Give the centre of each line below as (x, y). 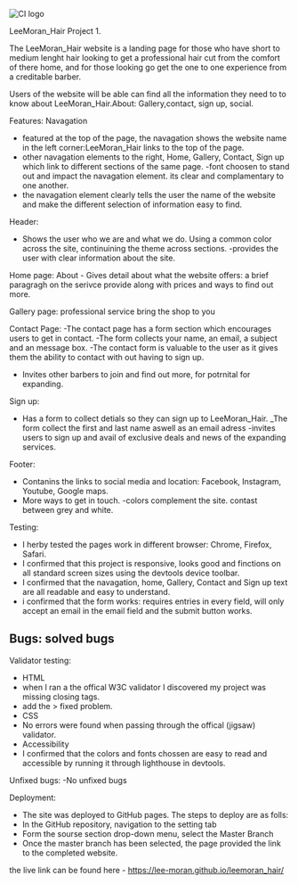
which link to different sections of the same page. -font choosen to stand (156, 166)
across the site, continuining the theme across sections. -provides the (150, 248)
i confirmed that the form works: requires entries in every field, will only (153, 601)
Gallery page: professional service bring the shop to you (112, 311)
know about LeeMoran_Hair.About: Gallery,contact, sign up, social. (131, 103)
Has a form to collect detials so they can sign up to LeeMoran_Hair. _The (155, 418)
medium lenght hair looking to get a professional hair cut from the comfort (145, 58)
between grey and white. (68, 510)
